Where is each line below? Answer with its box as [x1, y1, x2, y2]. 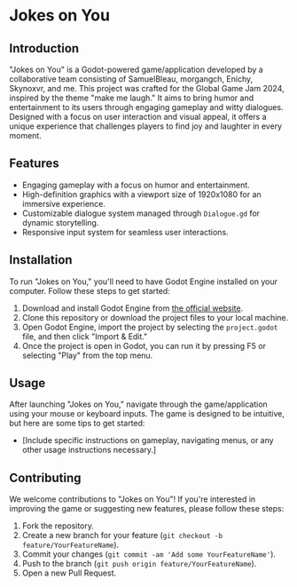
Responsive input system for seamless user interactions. [21, 226, 229, 237]
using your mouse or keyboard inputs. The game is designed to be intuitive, [9, 409, 285, 419]
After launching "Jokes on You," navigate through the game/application [9, 399, 268, 409]
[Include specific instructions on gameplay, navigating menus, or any [21, 435, 274, 446]
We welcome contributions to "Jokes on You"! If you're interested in [9, 494, 256, 504]
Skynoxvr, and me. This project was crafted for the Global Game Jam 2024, [9, 83, 285, 93]
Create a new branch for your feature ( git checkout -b [21, 530, 223, 541]
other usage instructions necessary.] [21, 445, 157, 456]
